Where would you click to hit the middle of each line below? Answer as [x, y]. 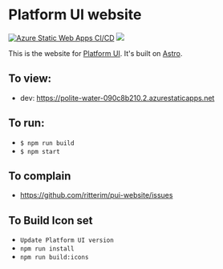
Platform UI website [75, 15]
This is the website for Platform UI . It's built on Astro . [95, 53]
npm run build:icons [54, 258]
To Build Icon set [51, 221]
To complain [40, 176]
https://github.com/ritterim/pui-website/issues [96, 195]
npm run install [47, 249]
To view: [30, 79]
